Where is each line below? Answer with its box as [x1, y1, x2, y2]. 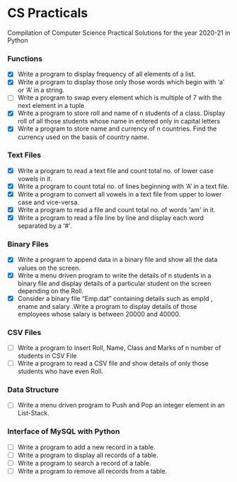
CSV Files [7, 327, 42, 337]
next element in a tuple [17, 102, 85, 110]
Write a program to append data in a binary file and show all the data [17, 256, 218, 264]
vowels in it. [17, 174, 53, 182]
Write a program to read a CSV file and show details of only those [17, 359, 209, 367]
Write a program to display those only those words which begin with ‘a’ [17, 78, 225, 87]
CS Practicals [7, 5, 88, 21]
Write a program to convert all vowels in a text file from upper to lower [17, 190, 222, 198]
